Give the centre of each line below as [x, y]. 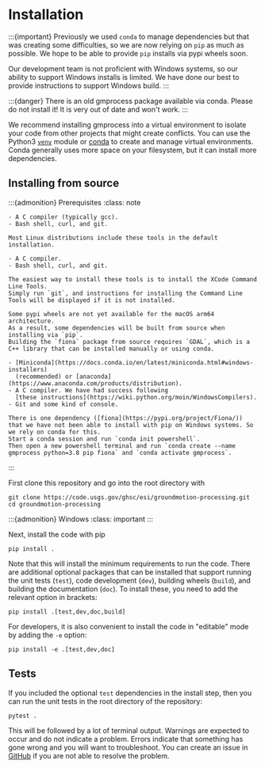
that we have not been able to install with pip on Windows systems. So [131, 425]
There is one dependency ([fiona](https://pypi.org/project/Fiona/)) [126, 418]
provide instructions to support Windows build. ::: [89, 86]
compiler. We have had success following [99, 390]
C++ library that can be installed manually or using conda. [111, 349]
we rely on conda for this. [55, 432]
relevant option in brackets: [53, 597]
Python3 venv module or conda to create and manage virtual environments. [131, 141]
